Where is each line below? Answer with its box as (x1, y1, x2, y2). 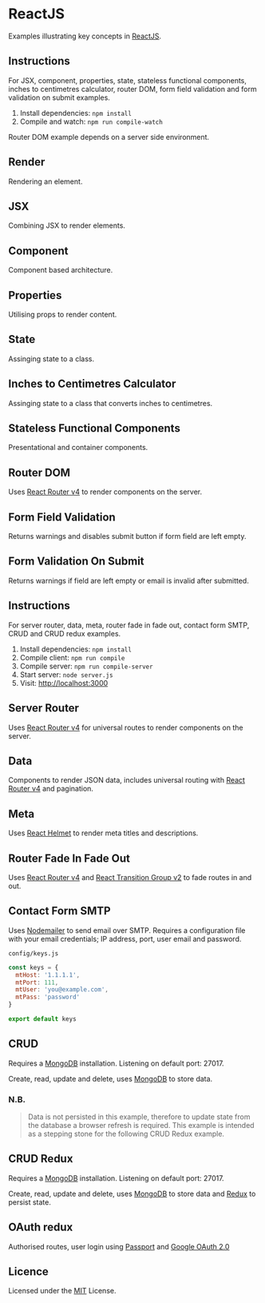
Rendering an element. (8, 177, 83, 186)
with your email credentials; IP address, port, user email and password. (8, 934, 242, 943)
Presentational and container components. (8, 443, 148, 452)
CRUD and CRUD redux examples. (8, 628, 121, 638)
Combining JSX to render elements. (8, 221, 126, 230)
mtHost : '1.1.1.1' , (15, 970, 81, 979)
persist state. (8, 1197, 52, 1207)
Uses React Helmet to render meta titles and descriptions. (8, 828, 199, 838)
